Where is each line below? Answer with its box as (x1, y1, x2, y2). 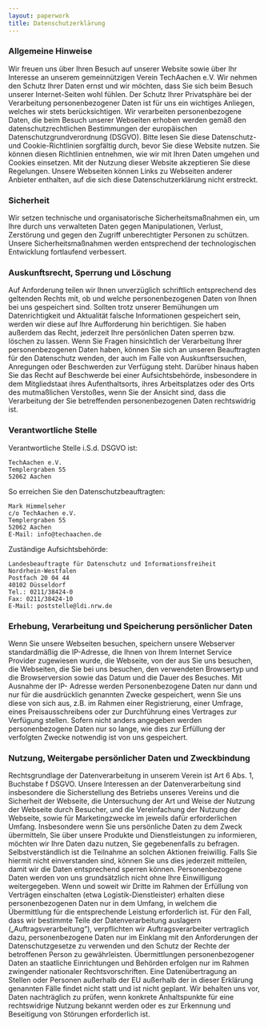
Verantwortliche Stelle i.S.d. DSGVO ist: (8, 443, 138, 453)
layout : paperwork (8, 11, 70, 20)
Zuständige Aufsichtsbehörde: (8, 544, 108, 554)
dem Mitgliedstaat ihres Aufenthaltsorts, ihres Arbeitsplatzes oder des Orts (8, 379, 255, 389)
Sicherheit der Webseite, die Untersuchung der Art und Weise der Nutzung (8, 796, 255, 806)
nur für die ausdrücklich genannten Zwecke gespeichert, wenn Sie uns (8, 689, 242, 699)
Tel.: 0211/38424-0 (8, 587, 74, 596)
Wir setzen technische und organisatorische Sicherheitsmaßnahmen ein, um (8, 213, 260, 223)
